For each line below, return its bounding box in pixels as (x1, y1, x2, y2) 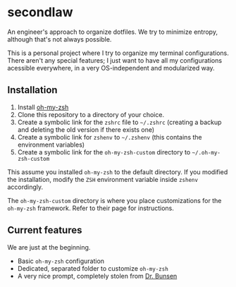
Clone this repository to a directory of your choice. (17, 110, 164, 118)
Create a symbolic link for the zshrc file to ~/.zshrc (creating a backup (17, 118, 222, 126)
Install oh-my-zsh (17, 103, 69, 111)
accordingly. (7, 183, 44, 191)
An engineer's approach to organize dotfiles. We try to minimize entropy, (7, 28, 218, 36)
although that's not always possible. (7, 35, 112, 43)
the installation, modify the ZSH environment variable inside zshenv (7, 175, 199, 183)
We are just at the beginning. (7, 243, 91, 251)
